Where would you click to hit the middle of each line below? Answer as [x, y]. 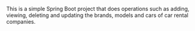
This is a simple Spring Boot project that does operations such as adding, [98, 9]
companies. [21, 22]
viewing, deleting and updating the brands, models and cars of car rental [97, 15]
